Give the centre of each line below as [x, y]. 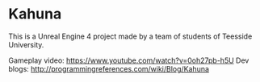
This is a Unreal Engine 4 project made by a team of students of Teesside [130, 36]
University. [26, 44]
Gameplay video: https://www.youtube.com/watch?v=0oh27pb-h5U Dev [129, 60]
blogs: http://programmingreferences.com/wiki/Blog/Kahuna [109, 68]
